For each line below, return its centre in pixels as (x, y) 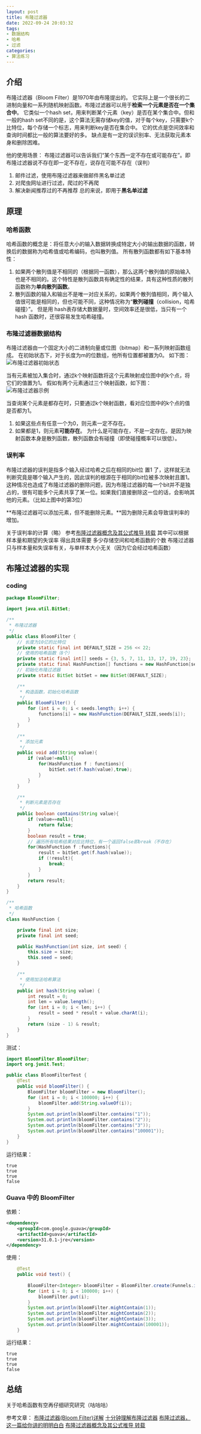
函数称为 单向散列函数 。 (44, 287)
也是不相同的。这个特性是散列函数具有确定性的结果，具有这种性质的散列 (104, 279)
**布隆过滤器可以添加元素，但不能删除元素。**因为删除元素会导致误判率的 (98, 512)
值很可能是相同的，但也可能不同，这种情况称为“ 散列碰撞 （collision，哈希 (105, 302)
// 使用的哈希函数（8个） (45, 653)
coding (16, 586)
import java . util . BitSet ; (38, 609)
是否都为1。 (20, 410)
